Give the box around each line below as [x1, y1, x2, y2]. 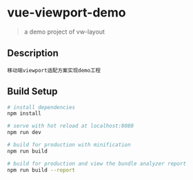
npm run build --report [7, 166, 76, 173]
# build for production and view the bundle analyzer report [7, 160, 187, 167]
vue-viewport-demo [7, 5, 126, 21]
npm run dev [7, 129, 41, 136]
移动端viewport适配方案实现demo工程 [7, 67, 101, 74]
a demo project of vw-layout [23, 27, 105, 36]
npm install [7, 110, 41, 117]
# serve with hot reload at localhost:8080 [7, 122, 134, 130]
